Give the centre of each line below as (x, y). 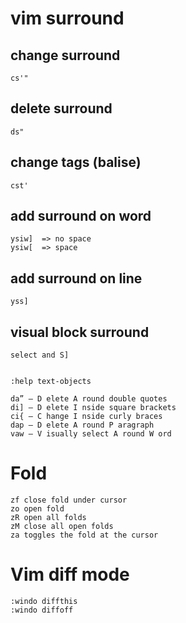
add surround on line (76, 278)
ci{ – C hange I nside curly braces (86, 417)
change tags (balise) (76, 162)
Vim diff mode (70, 574)
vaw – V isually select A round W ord (91, 434)
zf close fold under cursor (69, 500)
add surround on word (81, 216)
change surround (65, 55)
